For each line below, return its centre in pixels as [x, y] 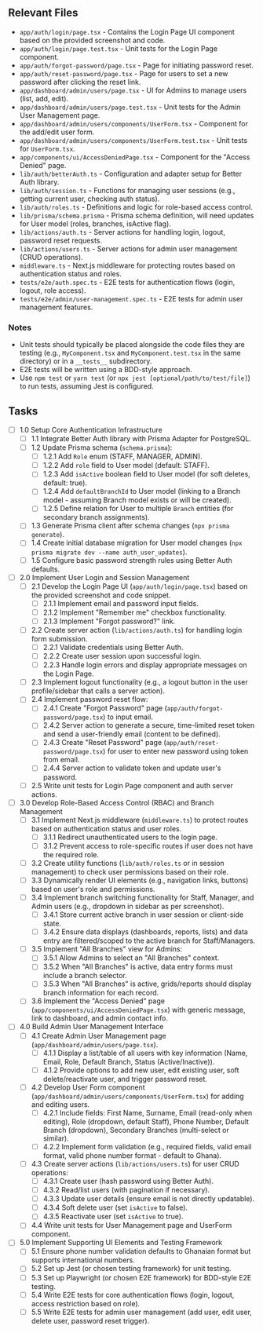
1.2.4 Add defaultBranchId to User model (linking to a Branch [142, 491]
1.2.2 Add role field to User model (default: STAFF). [126, 466]
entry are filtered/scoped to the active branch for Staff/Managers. [149, 940]
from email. [61, 760]
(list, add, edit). [44, 98]
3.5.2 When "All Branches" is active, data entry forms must [138, 967]
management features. [56, 307]
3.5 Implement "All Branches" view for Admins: [107, 949]
